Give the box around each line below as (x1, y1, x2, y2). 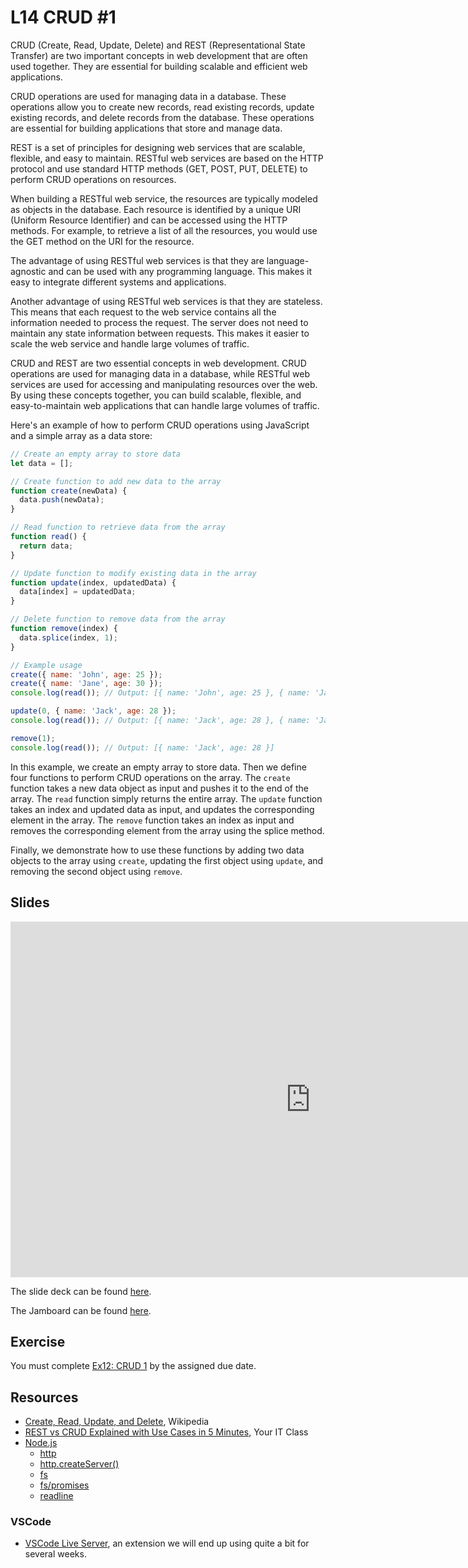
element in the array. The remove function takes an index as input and (10, 814, 295, 826)
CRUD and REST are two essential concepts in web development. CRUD (10, 357, 307, 369)
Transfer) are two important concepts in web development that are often (10, 49, 308, 61)
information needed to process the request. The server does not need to (10, 316, 309, 328)
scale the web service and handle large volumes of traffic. (10, 337, 250, 350)
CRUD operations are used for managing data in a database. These (10, 90, 287, 102)
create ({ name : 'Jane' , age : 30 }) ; (10, 679, 163, 689)
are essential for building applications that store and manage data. (10, 122, 283, 134)
